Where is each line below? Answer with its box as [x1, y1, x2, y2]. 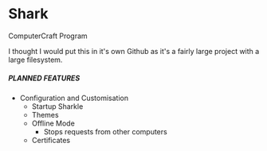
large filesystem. [8, 55, 63, 64]
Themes [31, 110, 59, 119]
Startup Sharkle [31, 101, 84, 111]
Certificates [31, 135, 71, 145]
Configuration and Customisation [19, 93, 129, 103]
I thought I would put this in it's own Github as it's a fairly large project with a [8, 46, 260, 56]
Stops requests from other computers [43, 126, 167, 136]
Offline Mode [31, 118, 76, 128]
